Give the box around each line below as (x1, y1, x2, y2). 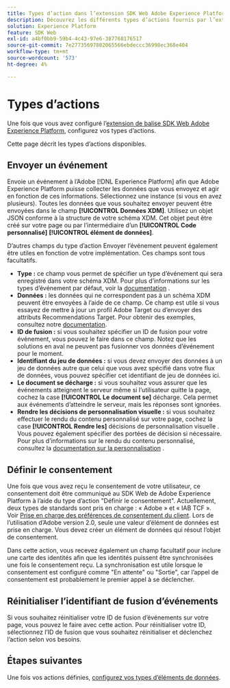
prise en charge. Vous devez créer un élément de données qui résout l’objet (7, 526, 221, 534)
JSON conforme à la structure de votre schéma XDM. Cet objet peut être (7, 214, 212, 222)
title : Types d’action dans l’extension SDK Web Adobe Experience (7, 10, 201, 17)
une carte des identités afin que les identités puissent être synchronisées (7, 554, 214, 562)
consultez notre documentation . (16, 320, 107, 329)
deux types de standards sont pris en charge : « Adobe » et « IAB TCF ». (7, 504, 212, 512)
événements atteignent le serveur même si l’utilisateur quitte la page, (16, 386, 212, 394)
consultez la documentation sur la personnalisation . (16, 444, 164, 453)
